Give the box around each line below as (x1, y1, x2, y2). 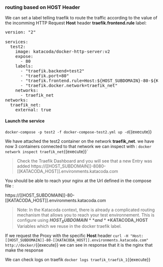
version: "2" (5, 30, 36, 35)
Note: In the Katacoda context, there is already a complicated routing (16, 207, 155, 213)
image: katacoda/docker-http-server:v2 (15, 49, 110, 54)
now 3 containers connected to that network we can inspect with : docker (5, 143, 152, 149)
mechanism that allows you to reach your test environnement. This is (16, 212, 155, 217)
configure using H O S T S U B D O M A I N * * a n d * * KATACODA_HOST (16, 217, 148, 224)
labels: (15, 64, 33, 69)
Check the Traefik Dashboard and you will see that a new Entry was (16, 158, 152, 164)
